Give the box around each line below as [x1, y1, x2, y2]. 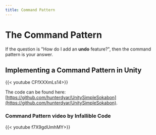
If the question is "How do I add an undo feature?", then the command [5, 46, 151, 52]
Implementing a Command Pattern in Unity [5, 66, 142, 74]
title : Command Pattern [5, 7, 56, 13]
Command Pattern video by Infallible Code [5, 112, 111, 119]
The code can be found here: [5, 89, 66, 95]
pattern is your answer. [5, 51, 53, 57]
